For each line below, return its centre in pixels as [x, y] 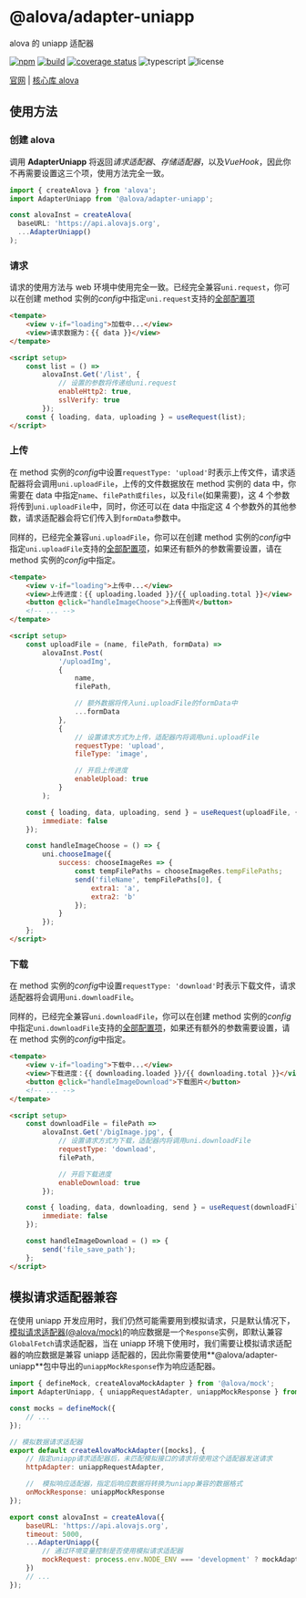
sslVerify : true [89, 400]
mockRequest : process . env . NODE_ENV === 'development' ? [150, 1560]
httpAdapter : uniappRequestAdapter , [96, 1468]
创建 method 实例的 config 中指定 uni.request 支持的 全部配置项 [140, 299]
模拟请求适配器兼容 [63, 1297]
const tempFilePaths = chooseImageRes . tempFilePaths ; [178, 871]
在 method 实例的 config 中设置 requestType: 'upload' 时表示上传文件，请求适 [153, 472]
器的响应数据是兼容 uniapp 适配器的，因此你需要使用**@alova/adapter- [143, 1355]
